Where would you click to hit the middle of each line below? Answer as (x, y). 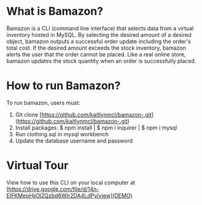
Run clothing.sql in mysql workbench (62, 134)
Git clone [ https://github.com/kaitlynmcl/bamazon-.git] (84, 114)
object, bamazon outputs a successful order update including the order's (99, 41)
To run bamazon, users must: (43, 102)
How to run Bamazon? (64, 86)
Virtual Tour (37, 165)
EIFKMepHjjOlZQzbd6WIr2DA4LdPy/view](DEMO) (70, 195)
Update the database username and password (74, 141)
